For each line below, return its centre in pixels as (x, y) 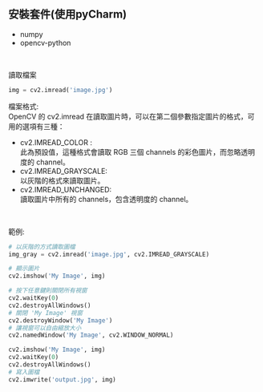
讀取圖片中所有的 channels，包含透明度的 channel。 (106, 199)
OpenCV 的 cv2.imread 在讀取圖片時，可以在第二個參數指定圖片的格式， (128, 116)
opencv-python (45, 42)
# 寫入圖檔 (24, 372)
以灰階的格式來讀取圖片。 (62, 180)
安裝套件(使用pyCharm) (68, 14)
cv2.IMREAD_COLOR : (56, 142)
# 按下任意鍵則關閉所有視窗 (48, 291)
